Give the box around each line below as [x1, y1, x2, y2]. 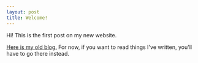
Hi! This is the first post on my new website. [6, 31, 117, 39]
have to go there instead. [6, 50, 69, 57]
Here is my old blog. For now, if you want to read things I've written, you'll [6, 43, 192, 51]
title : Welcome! [6, 15, 48, 21]
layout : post [6, 9, 40, 15]
